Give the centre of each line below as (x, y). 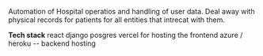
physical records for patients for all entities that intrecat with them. (117, 20)
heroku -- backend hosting (52, 43)
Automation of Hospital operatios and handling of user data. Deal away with (131, 11)
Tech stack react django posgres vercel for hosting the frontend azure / (126, 35)
